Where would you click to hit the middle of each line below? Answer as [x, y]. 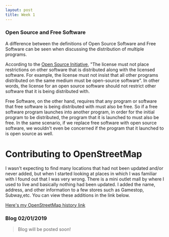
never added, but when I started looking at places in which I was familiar [81, 173]
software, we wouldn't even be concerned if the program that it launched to [84, 128]
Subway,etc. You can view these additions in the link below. [68, 195]
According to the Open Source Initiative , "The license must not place [77, 64]
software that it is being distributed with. [48, 91]
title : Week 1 [20, 15]
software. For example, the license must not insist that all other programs [82, 75]
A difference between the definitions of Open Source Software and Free [81, 43]
